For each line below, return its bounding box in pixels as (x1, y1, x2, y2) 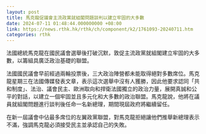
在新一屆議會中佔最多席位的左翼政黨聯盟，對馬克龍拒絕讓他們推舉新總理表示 (6, 114, 200, 121)
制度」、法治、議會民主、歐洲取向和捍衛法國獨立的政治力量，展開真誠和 (11, 85, 192, 92)
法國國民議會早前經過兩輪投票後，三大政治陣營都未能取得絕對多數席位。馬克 (6, 70, 200, 77)
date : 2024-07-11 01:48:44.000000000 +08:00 (6, 20, 122, 26)
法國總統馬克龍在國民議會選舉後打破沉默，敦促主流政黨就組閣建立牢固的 (6, 50, 189, 57)
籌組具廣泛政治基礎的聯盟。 (22, 57, 93, 64)
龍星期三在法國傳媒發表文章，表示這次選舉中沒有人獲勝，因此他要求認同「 (6, 78, 194, 85)
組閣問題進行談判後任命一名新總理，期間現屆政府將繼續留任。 (17, 100, 173, 108)
